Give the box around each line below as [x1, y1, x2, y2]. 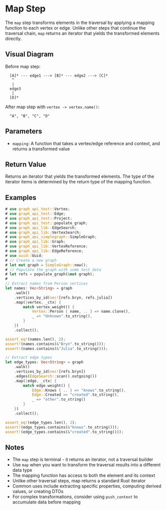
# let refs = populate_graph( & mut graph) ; [5, 272, 95, 277]
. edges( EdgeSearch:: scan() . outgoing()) [14, 374, 97, 379]
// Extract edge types [5, 355, 52, 360]
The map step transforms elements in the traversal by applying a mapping [5, 20, 155, 26]
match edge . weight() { [23, 383, 70, 388]
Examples [5, 193, 36, 202]
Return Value [5, 160, 46, 168]
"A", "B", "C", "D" [9, 113, 50, 118]
